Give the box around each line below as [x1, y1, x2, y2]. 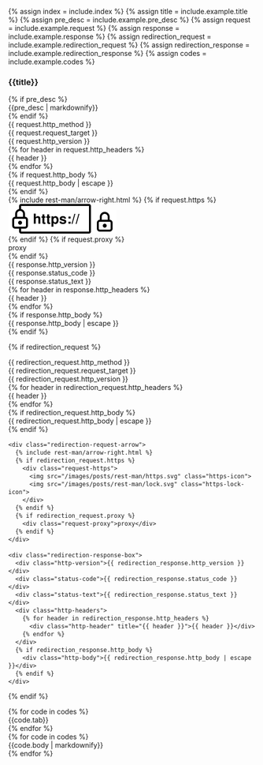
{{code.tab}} [8, 715, 49, 725]
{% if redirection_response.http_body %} [15, 647, 154, 654]
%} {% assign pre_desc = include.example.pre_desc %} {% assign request [8, 15, 250, 24]
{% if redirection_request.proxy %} [15, 512, 135, 520]
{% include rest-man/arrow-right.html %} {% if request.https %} [8, 195, 217, 204]
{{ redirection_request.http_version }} [8, 374, 128, 384]
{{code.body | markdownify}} [8, 741, 104, 750]
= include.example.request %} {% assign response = [8, 24, 180, 32]
